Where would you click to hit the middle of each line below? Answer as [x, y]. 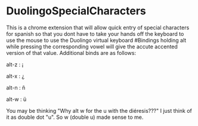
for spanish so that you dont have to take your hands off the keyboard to [95, 33]
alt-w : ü [16, 99]
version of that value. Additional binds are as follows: [71, 53]
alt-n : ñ [16, 87]
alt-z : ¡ [15, 64]
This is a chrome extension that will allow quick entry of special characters [98, 27]
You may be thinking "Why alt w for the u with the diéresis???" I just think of [99, 110]
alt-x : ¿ [16, 76]
